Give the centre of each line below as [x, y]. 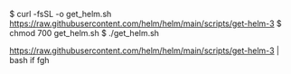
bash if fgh [29, 60]
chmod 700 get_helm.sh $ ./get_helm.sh [84, 33]
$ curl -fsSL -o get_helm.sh [61, 14]
